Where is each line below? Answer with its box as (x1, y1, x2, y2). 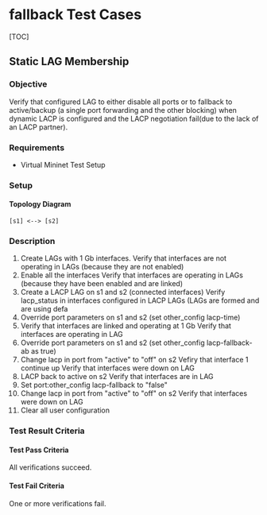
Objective (9, 79, 48, 90)
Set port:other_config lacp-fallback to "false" (20, 380, 168, 390)
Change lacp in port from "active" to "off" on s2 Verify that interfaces (20, 389, 248, 398)
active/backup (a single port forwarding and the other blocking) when (9, 105, 238, 114)
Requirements (9, 141, 65, 153)
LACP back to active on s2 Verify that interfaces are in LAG (20, 372, 214, 381)
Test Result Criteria (9, 425, 86, 436)
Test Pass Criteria (9, 445, 69, 455)
